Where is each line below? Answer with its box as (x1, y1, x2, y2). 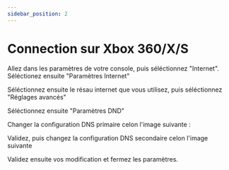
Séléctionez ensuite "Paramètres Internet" (7, 71, 130, 80)
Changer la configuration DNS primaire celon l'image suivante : (7, 120, 191, 128)
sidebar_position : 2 (7, 10, 69, 18)
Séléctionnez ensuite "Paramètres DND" (7, 107, 125, 115)
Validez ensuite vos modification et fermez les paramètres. (7, 154, 179, 163)
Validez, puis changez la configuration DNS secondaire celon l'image (7, 133, 209, 142)
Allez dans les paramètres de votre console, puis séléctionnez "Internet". (7, 64, 219, 73)
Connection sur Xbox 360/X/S (7, 40, 189, 56)
